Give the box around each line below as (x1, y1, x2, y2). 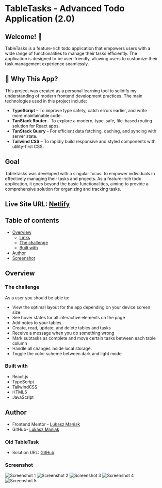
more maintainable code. (12, 113, 62, 118)
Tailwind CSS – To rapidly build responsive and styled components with (12, 138, 156, 144)
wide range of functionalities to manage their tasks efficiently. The (5, 50, 137, 56)
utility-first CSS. (12, 144, 44, 149)
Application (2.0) (5, 13, 75, 24)
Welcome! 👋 (5, 33, 42, 41)
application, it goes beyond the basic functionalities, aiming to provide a (5, 180, 149, 187)
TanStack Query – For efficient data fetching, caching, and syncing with (12, 128, 157, 134)
